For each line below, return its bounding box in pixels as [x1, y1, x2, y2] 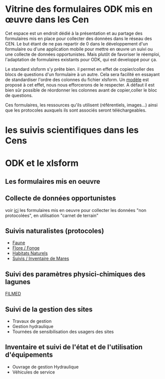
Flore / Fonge [12, 245, 40, 251]
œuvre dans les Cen [5, 14, 89, 25]
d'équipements [5, 351, 53, 359]
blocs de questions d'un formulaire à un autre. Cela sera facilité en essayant [5, 71, 160, 77]
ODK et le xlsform [5, 158, 79, 169]
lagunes [5, 278, 31, 286]
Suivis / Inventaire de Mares [12, 255, 69, 261]
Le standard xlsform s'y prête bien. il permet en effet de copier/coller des [5, 66, 154, 72]
